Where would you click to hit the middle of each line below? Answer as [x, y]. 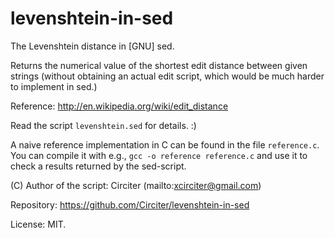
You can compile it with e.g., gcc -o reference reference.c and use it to [159, 155]
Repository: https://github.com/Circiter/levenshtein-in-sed [130, 204]
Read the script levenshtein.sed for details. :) [103, 125]
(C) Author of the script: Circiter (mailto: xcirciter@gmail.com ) [136, 185]
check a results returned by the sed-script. [98, 166]
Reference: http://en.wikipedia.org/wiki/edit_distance [119, 106]
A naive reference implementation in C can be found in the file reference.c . [165, 144]
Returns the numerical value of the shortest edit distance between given [159, 65]
